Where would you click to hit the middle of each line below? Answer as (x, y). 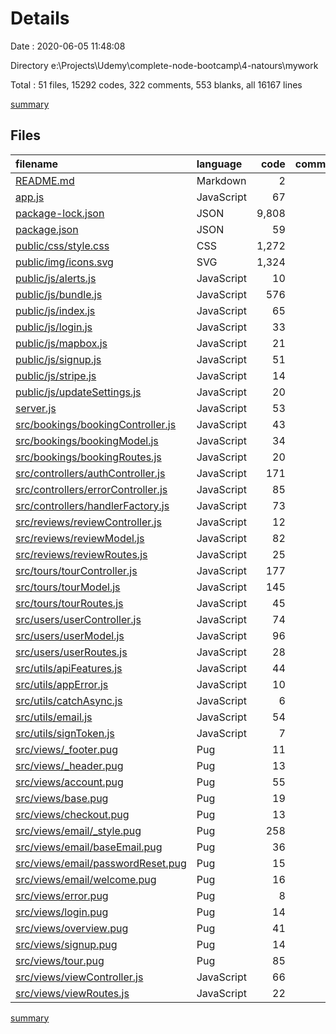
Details (40, 18)
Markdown (221, 180)
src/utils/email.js (54, 717)
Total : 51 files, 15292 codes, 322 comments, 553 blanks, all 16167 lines (156, 84)
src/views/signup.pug (66, 944)
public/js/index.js (55, 310)
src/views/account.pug (69, 782)
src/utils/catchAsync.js (69, 700)
